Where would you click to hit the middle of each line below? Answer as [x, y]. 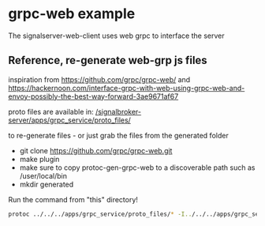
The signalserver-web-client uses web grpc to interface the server [116, 36]
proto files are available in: [51, 111]
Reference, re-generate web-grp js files [108, 60]
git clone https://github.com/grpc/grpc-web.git [96, 150]
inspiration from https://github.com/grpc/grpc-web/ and [99, 79]
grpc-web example [72, 14]
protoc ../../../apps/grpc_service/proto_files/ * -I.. [100, 214]
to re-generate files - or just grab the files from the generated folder [118, 135]
